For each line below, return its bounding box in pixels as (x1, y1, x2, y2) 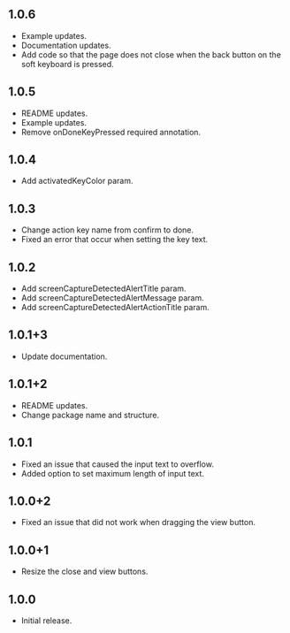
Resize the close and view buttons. (20, 566, 149, 577)
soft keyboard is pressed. (20, 58, 114, 69)
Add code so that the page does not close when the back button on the (20, 49, 282, 60)
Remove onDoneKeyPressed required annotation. (20, 126, 201, 137)
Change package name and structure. (20, 409, 160, 420)
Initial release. (20, 614, 72, 626)
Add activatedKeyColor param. (20, 176, 134, 187)
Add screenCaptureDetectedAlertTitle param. (20, 283, 187, 294)
